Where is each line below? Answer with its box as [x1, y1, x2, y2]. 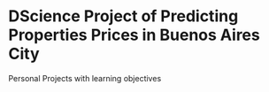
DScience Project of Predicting [8, 6, 239, 27]
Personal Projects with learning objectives [8, 73, 162, 83]
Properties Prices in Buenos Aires [8, 25, 260, 45]
